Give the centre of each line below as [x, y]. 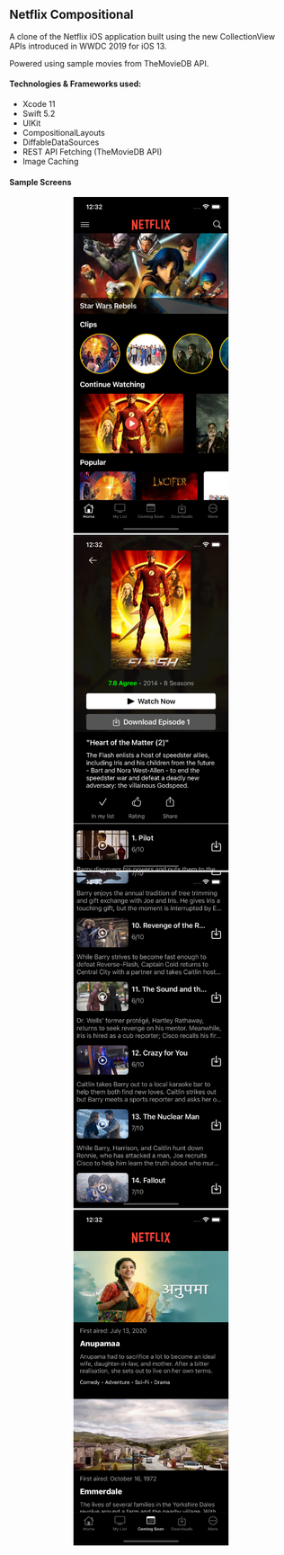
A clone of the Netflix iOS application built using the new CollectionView [142, 36]
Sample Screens [40, 182]
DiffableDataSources [61, 142]
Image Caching [50, 162]
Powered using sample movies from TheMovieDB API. [109, 63]
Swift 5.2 [39, 114]
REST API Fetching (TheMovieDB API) [92, 152]
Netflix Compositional [71, 15]
